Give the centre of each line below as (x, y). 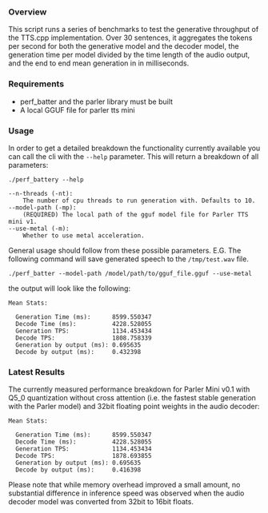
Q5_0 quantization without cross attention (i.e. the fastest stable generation (132, 398)
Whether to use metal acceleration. (84, 235)
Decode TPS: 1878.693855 (84, 456)
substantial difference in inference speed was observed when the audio (126, 493)
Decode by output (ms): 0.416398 (78, 470)
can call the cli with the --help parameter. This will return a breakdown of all (134, 156)
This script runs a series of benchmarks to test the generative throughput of (134, 30)
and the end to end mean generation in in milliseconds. (99, 63)
